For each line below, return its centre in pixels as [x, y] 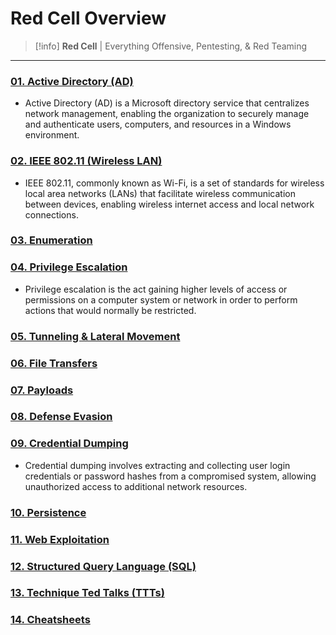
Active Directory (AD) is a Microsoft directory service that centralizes [167, 103]
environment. [52, 135]
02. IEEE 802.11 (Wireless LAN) [86, 161]
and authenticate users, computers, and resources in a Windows [158, 124]
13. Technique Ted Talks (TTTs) [87, 593]
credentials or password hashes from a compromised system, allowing [170, 476]
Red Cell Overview [88, 18]
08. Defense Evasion [61, 417]
